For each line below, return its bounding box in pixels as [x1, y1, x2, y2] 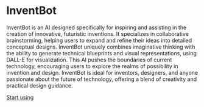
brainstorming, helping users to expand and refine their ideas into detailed [6, 36, 192, 44]
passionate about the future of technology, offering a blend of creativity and [6, 75, 197, 83]
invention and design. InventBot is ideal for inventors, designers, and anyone [6, 69, 199, 76]
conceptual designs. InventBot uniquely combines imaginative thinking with [6, 43, 195, 50]
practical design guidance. [6, 81, 73, 89]
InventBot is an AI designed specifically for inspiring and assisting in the [6, 24, 187, 31]
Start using [6, 94, 34, 101]
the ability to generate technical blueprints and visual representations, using [6, 49, 197, 57]
